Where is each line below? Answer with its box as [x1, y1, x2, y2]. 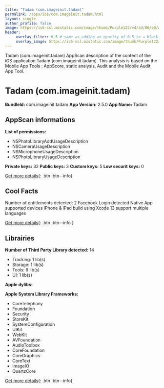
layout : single [5, 16, 36, 21]
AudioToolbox [12, 342, 40, 348]
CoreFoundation [12, 347, 45, 353]
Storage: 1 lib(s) [12, 262, 44, 267]
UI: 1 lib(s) [12, 272, 33, 278]
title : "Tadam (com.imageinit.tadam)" [5, 7, 84, 12]
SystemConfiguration [12, 321, 55, 327]
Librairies [5, 234, 35, 242]
